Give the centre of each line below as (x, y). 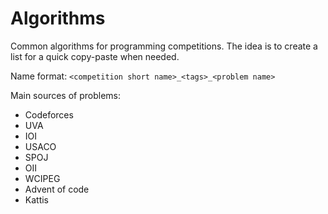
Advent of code (57, 189)
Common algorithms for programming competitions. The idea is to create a (164, 46)
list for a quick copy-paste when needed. (95, 56)
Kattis (37, 199)
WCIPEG (42, 178)
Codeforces (49, 114)
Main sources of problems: (66, 95)
